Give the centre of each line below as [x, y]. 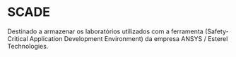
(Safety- [217, 31]
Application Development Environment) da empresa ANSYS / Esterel [129, 38]
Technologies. [28, 46]
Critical [18, 38]
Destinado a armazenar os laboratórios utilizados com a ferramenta [105, 31]
